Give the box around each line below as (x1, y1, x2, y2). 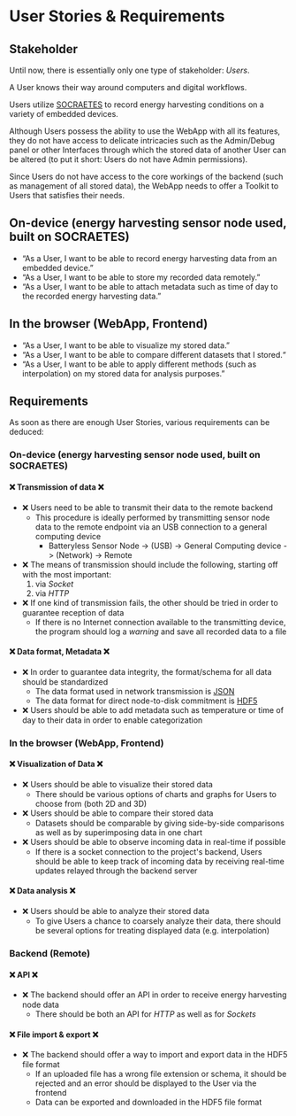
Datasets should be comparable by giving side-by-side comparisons (34, 818, 285, 828)
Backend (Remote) (9, 948, 91, 960)
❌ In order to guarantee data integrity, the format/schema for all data (21, 666, 272, 677)
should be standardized (21, 676, 109, 687)
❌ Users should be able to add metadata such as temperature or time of (21, 704, 285, 715)
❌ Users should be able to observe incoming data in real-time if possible (21, 836, 286, 847)
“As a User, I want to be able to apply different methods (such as (21, 359, 257, 369)
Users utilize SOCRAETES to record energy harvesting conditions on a (9, 99, 265, 110)
